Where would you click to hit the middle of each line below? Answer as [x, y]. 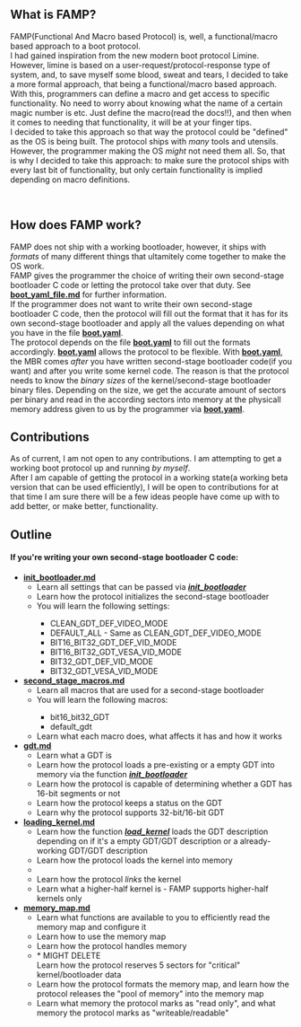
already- [255, 841]
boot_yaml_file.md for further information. [89, 294]
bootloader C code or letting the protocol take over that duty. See [131, 285]
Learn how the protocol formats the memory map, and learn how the [163, 984]
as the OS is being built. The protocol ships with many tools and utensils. [144, 141]
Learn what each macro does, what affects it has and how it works [159, 736]
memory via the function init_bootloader [112, 775]
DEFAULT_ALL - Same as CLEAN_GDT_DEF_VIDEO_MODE [156, 633]
